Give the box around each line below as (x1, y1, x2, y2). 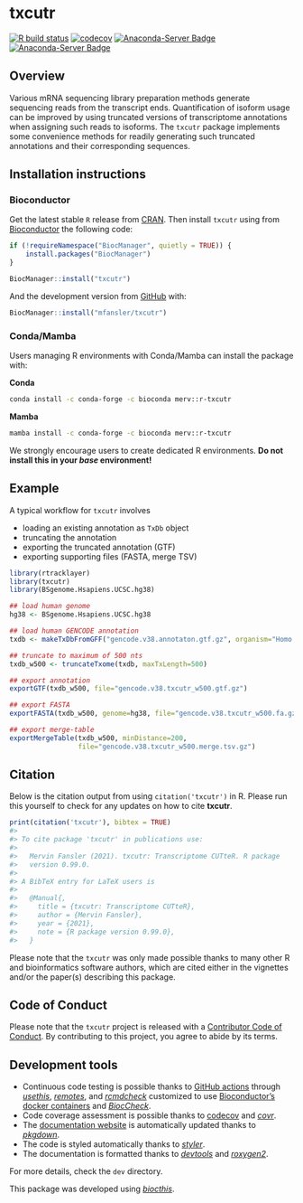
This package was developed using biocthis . (9, 1183, 175, 1195)
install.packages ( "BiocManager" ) (25, 249, 151, 259)
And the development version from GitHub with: (9, 290, 187, 301)
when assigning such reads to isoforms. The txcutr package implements (9, 121, 280, 132)
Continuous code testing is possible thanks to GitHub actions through (22, 1081, 281, 1092)
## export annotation (9, 676, 91, 685)
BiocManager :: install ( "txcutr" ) (9, 275, 131, 284)
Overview (9, 69, 66, 84)
